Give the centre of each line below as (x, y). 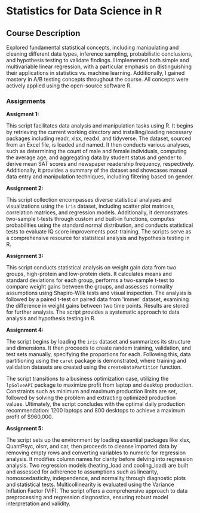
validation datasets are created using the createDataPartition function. (94, 367)
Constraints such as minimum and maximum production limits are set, (92, 391)
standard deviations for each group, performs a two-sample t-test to (90, 280)
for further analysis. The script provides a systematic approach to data (93, 312)
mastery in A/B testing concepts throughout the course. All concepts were (98, 79)
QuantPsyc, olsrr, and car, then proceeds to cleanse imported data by (92, 447)
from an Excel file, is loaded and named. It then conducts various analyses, (99, 145)
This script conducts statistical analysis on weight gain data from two (91, 268)
